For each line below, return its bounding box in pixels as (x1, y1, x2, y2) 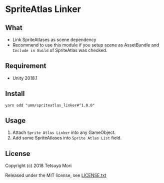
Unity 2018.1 (12, 75, 37, 81)
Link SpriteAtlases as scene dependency (12, 36, 96, 42)
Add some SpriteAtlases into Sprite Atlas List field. (12, 135, 122, 141)
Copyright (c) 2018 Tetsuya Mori (5, 162, 72, 168)
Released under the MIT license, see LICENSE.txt (5, 172, 106, 178)
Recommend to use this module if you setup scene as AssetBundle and (12, 42, 159, 48)
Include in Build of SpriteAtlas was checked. (12, 47, 107, 53)
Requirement (5, 61, 46, 70)
